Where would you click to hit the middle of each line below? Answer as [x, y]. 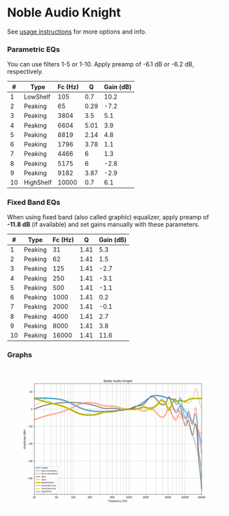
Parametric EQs [34, 49]
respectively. [25, 72]
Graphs [20, 355]
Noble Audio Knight [64, 13]
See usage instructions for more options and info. [77, 32]
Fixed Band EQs [34, 202]
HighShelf [38, 182]
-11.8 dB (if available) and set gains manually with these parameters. [104, 225]
